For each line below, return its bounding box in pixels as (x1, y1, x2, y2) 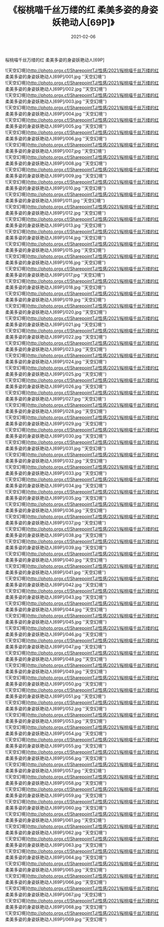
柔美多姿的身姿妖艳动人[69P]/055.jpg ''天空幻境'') (5, 743, 107, 749)
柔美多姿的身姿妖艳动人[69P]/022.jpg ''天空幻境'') (5, 334, 107, 340)
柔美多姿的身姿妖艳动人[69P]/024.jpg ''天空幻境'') (5, 358, 107, 364)
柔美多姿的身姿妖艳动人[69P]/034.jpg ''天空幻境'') (5, 482, 108, 488)
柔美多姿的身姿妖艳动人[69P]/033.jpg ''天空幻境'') (5, 470, 107, 476)
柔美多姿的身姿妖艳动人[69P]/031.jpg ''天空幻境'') (5, 445, 107, 451)
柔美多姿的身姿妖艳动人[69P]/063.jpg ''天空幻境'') (5, 842, 107, 848)
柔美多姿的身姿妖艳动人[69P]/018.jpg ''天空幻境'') (5, 284, 106, 290)
